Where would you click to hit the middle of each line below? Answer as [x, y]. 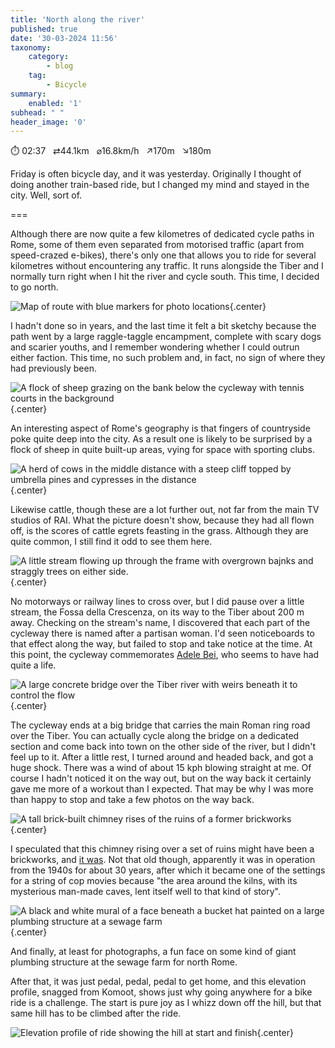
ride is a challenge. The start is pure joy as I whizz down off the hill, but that [166, 1003]
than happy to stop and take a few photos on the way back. [132, 800]
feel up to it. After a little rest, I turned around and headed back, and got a [162, 757]
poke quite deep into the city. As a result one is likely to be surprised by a [161, 439]
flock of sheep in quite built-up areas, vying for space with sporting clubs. [163, 450]
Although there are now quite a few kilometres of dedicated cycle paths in [162, 234]
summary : [28, 94]
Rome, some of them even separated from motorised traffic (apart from [157, 245]
